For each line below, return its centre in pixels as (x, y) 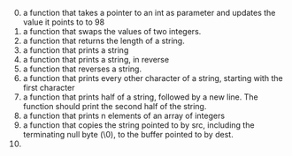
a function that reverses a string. (82, 69)
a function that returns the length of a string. (104, 41)
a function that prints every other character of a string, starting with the (153, 78)
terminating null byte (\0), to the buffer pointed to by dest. (128, 134)
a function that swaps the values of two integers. (112, 31)
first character (49, 88)
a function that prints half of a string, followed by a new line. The (141, 97)
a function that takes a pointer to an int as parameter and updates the (149, 13)
